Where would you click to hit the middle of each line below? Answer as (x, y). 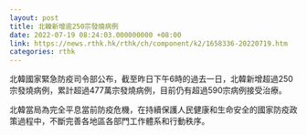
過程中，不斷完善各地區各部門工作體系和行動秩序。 (113, 121)
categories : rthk (42, 52)
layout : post (34, 18)
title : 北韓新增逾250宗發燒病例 (64, 26)
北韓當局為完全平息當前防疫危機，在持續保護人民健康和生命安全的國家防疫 (149, 109)
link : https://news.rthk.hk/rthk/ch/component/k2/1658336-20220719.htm (148, 43)
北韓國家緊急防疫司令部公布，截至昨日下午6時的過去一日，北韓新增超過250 (152, 79)
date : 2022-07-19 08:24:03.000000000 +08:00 (95, 35)
